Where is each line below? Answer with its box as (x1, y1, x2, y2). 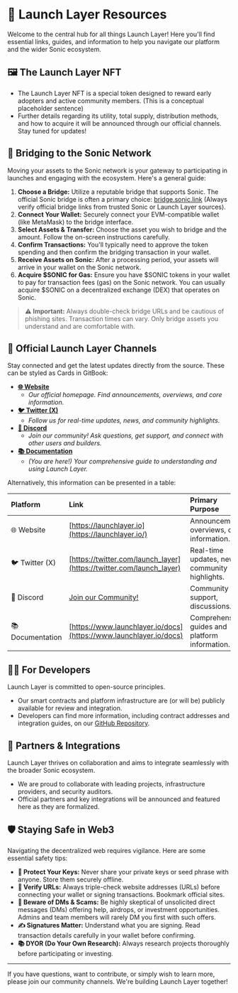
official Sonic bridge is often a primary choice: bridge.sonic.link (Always (17, 195, 228, 203)
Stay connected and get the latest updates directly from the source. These (7, 362, 225, 370)
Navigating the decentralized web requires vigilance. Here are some (7, 846, 206, 854)
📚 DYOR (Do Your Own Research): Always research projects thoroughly (17, 939, 230, 948)
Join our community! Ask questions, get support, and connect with (28, 431, 224, 440)
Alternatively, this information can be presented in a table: (7, 479, 176, 487)
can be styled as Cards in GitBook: (7, 369, 108, 377)
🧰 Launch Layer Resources (7, 6, 167, 23)
